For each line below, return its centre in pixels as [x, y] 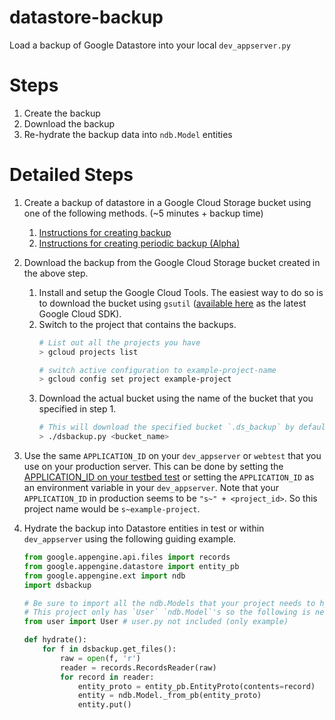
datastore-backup [86, 17]
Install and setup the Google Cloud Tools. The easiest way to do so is [181, 292]
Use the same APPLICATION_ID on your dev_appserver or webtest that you [172, 456]
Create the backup [62, 113]
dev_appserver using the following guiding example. [130, 539]
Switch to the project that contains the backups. [137, 324]
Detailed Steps [71, 175]
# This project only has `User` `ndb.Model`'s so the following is [167, 612]
